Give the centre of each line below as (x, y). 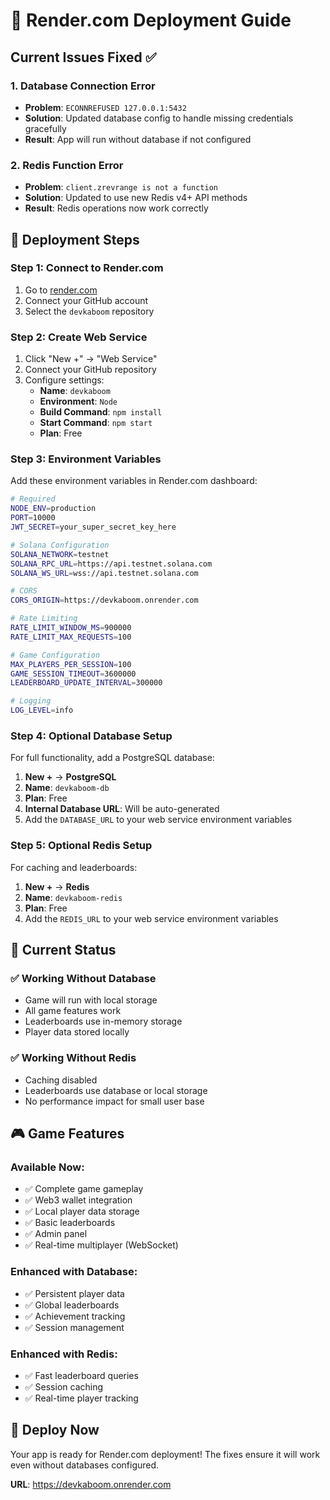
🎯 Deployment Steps (75, 239)
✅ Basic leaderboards (70, 1223)
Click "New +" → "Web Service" (91, 359)
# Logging (31, 701)
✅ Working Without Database (83, 978)
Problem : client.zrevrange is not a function (121, 187)
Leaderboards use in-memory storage (103, 1021)
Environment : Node (78, 401)
